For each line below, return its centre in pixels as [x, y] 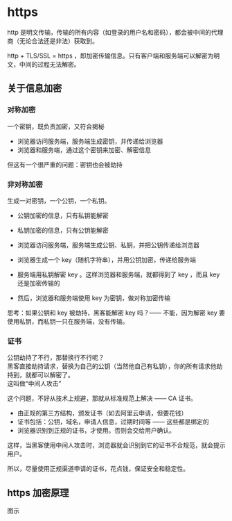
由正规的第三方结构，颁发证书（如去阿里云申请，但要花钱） [102, 413]
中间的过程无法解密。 [50, 64]
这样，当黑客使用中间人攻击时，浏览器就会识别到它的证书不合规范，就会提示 [116, 445]
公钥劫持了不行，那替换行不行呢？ [56, 358]
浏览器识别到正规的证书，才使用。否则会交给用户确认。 [96, 431]
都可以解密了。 [52, 375]
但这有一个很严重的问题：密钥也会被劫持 [65, 165]
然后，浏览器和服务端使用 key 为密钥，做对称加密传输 [94, 298]
